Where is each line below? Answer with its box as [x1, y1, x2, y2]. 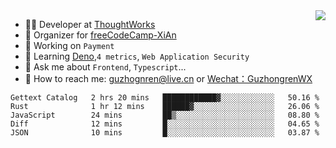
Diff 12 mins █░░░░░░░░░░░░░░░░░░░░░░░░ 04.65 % [10, 119, 320, 129]
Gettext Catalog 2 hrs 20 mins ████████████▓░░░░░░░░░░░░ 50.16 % [10, 93, 320, 103]
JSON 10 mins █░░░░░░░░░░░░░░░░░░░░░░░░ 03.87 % [10, 128, 320, 138]
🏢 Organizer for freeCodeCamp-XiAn [24, 29, 177, 41]
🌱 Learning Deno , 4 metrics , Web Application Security [24, 50, 250, 62]
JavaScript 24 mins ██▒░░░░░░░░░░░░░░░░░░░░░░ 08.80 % [10, 110, 320, 120]
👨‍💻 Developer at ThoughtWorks [24, 19, 156, 30]
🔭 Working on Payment [24, 40, 115, 51]
